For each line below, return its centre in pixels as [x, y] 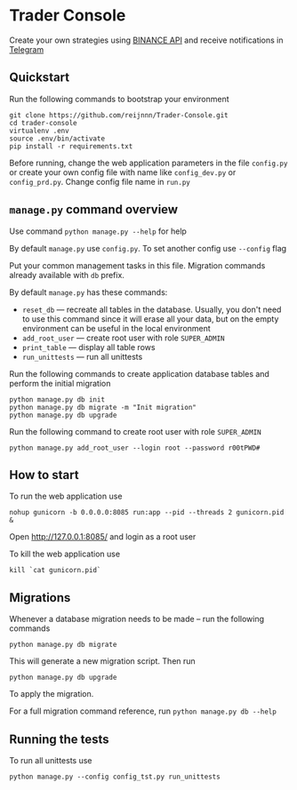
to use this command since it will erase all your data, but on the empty [150, 319]
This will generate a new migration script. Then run [102, 661]
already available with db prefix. [67, 275]
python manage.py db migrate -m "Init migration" [103, 407]
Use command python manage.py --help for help [98, 231]
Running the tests [59, 739]
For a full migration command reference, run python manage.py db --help [143, 711]
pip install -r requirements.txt [71, 146]
